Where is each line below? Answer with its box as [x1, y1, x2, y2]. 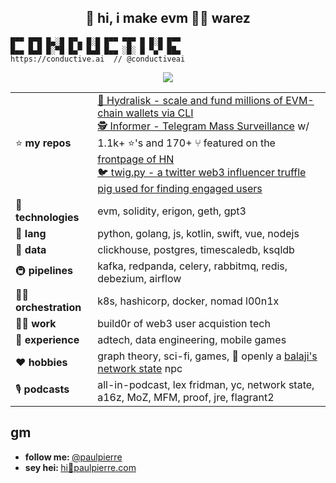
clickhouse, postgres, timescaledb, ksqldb [97, 242, 295, 256]
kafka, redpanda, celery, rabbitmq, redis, [97, 259, 288, 273]
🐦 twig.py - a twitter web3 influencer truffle [97, 165, 307, 179]
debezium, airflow [97, 271, 182, 285]
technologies [15, 210, 80, 224]
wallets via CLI [125, 106, 194, 120]
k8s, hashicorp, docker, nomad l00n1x [97, 294, 280, 308]
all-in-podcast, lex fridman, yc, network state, [97, 377, 315, 391]
